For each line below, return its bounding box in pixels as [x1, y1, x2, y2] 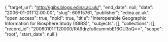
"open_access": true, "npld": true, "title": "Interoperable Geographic [5, 15, 147, 21]
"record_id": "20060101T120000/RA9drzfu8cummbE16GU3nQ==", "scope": [5, 26, 163, 32]
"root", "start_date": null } [5, 31, 58, 37]
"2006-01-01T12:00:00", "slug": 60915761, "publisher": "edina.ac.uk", [5, 10, 150, 16]
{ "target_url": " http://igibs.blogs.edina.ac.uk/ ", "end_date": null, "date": [5, 5, 154, 10]
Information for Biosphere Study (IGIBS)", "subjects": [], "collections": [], [5, 20, 156, 26]
